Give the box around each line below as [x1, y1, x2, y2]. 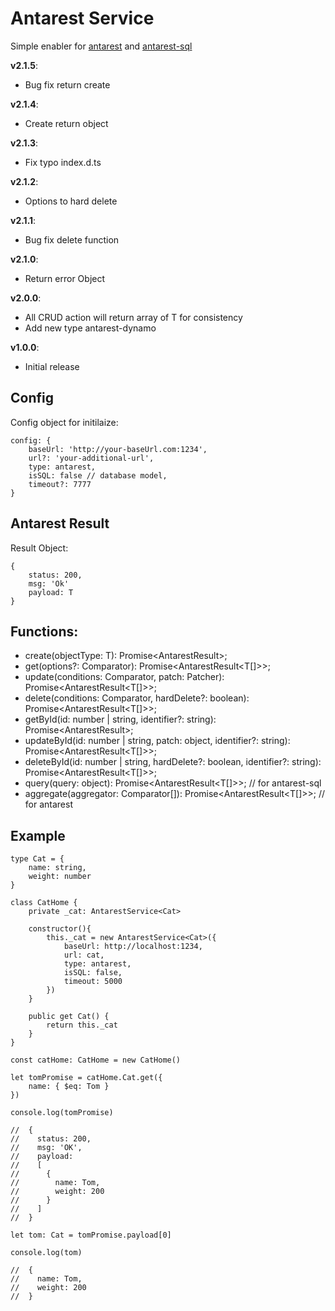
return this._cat [46, 1020, 118, 1031]
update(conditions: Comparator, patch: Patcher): [24, 671, 225, 683]
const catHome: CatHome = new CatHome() [10, 1055, 182, 1066]
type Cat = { [10, 854, 65, 864]
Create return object [24, 117, 109, 129]
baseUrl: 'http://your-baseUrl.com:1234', [28, 444, 208, 454]
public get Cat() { [28, 1012, 110, 1022]
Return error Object [24, 272, 106, 284]
